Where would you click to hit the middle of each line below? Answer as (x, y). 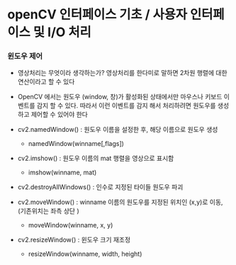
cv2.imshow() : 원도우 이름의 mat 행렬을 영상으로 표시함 (96, 158)
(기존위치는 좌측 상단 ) (48, 211)
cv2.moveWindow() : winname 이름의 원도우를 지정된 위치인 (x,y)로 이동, (120, 202)
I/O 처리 (69, 32)
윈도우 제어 (25, 56)
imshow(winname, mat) (62, 173)
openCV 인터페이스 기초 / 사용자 (97, 15)
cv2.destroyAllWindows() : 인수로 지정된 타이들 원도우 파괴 (100, 187)
